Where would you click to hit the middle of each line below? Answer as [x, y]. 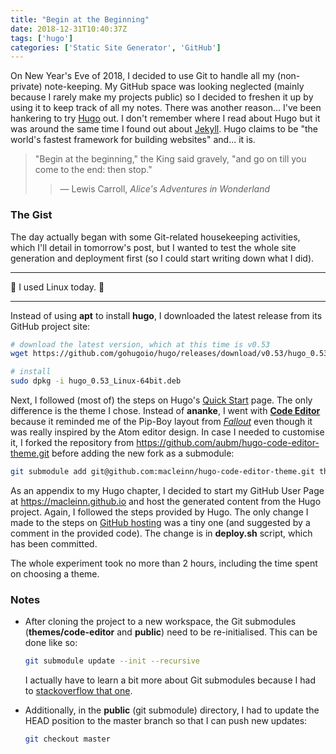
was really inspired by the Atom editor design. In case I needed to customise [167, 432]
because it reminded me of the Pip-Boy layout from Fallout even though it [161, 422]
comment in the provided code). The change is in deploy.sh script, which [161, 533]
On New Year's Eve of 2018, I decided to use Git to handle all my [142, 76]
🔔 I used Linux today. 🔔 [57, 287]
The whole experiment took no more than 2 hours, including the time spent [164, 563]
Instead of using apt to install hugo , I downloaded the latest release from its [166, 315]
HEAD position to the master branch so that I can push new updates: [166, 721]
